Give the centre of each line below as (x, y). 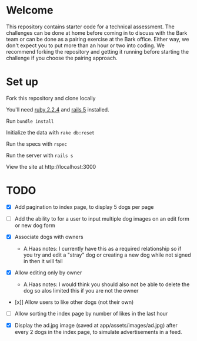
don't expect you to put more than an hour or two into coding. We (85, 45)
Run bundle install (30, 121)
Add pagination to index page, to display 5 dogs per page (84, 206)
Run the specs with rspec (37, 144)
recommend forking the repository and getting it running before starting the (98, 51)
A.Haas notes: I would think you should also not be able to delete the (106, 284)
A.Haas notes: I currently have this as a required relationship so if (102, 249)
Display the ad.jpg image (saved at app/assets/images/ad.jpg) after (96, 326)
